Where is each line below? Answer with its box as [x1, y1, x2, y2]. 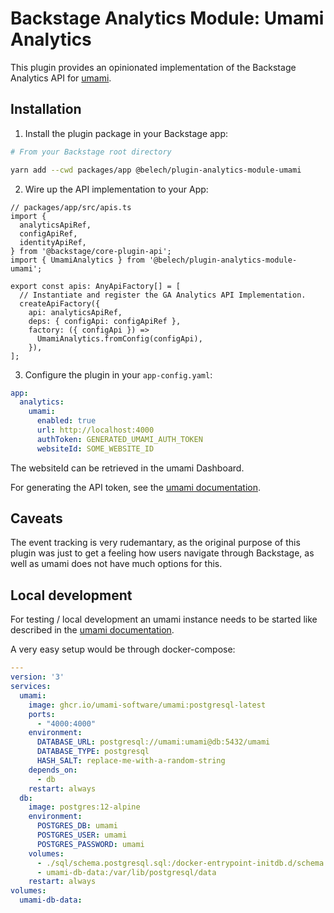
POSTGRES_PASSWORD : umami [36, 839, 145, 849]
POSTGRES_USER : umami [36, 830, 128, 840]
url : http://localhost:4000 [36, 425, 155, 435]
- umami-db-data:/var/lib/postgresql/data [36, 867, 217, 877]
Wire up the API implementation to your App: [24, 183, 209, 195]
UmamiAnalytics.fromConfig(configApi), [36, 333, 203, 344]
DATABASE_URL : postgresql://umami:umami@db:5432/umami [36, 737, 271, 747]
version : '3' [10, 672, 65, 682]
